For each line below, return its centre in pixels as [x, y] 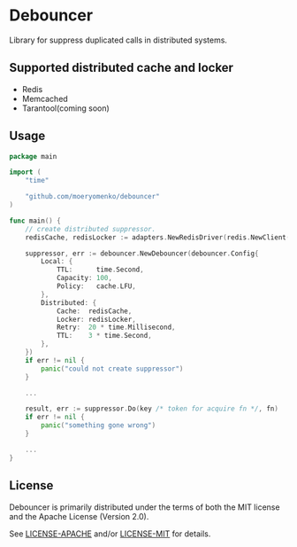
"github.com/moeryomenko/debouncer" [93, 197]
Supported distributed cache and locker [122, 68]
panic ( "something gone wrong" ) [99, 426]
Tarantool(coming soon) [66, 108]
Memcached [45, 98]
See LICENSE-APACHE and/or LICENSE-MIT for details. [110, 534]
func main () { [35, 221]
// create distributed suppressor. [91, 229]
